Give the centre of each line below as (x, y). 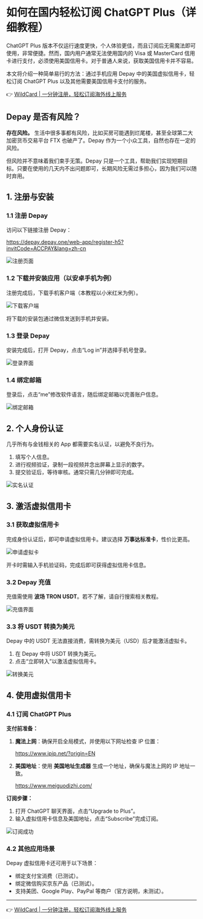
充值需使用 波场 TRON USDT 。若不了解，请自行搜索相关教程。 (84, 597)
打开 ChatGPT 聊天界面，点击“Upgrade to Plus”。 (77, 811)
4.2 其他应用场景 (31, 849)
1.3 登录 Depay (28, 335)
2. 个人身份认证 (35, 428)
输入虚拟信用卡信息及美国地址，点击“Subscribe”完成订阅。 (88, 819)
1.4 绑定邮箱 (24, 380)
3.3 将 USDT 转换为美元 (40, 627)
